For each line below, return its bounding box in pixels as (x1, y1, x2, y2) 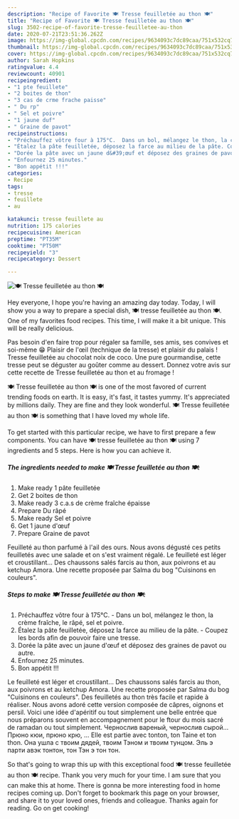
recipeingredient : (7, 76, 62, 84)
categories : (7, 169, 43, 177)
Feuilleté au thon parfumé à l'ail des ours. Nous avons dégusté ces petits (7, 543, 221, 551)
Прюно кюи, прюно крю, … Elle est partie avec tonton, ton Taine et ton (7, 731, 217, 739)
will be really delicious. (7, 324, 75, 332)
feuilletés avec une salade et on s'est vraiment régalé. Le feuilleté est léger (7, 551, 226, 559)
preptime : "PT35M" (7, 235, 62, 243)
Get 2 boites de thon (17, 492, 78, 500)
